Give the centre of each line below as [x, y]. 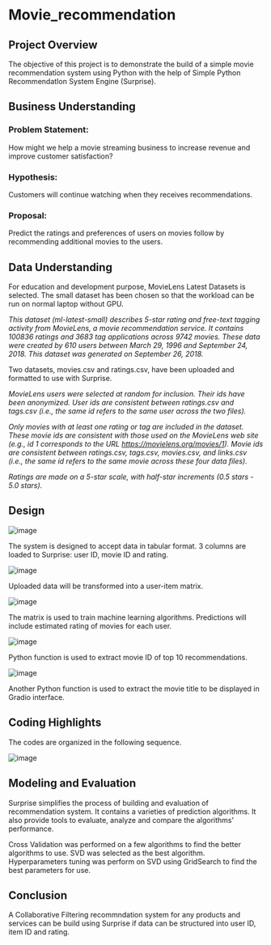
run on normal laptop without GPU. [66, 304]
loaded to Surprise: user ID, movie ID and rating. [88, 554]
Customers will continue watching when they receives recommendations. [131, 194]
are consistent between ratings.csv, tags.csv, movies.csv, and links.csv [128, 453]
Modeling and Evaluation [72, 784]
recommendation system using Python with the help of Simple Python [125, 73]
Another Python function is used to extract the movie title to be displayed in [134, 689]
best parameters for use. [50, 870]
